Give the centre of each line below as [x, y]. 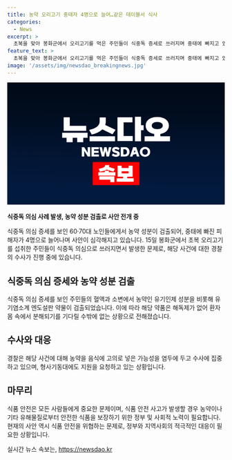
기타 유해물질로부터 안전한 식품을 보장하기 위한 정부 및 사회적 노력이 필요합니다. [114, 417]
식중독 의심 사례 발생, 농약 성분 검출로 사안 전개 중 [73, 217]
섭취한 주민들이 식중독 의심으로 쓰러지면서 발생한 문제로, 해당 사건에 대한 [112, 249]
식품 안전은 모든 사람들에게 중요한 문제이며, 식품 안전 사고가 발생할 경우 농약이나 [115, 408]
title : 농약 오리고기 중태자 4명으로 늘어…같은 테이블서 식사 [83, 15]
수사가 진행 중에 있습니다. [48, 257]
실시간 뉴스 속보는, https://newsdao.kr [60, 449]
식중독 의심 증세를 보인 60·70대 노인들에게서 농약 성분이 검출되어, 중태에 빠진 [111, 231]
